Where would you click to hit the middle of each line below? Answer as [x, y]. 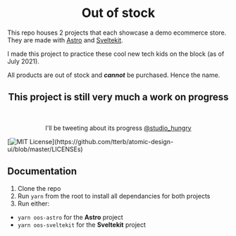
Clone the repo [39, 188]
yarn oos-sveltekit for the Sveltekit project [82, 225]
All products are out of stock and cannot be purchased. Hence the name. [114, 75]
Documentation [42, 171]
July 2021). [24, 61]
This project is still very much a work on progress [118, 97]
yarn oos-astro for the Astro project [70, 217]
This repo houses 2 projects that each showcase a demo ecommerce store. [117, 33]
